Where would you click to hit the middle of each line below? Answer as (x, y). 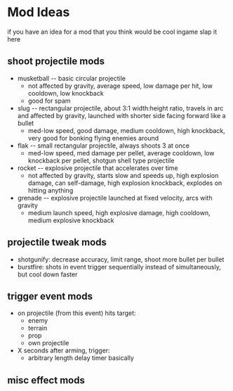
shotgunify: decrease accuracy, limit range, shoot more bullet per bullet (121, 259)
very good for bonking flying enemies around (93, 138)
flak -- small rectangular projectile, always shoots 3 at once (103, 146)
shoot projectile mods (56, 62)
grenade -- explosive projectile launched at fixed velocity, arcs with (115, 198)
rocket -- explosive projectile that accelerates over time (98, 168)
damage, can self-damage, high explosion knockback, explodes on (125, 183)
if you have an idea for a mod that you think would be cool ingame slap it (112, 32)
